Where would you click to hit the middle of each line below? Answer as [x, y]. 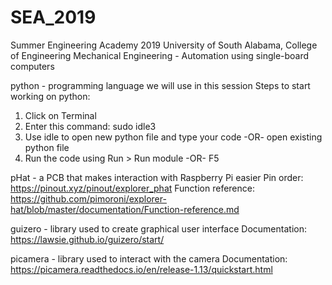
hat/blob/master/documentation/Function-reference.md [125, 209]
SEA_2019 [53, 17]
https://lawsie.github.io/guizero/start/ [87, 239]
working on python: [50, 96]
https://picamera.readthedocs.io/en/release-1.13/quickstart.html [141, 269]
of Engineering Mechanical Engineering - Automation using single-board [160, 55]
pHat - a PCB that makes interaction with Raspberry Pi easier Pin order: [157, 177]
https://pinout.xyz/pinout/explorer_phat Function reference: [132, 188]
